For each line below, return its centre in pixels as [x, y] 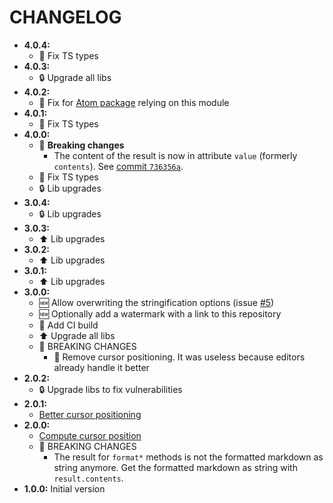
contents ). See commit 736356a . [118, 166]
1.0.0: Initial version [64, 488]
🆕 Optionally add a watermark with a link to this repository [160, 313]
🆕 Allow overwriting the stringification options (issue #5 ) [156, 302]
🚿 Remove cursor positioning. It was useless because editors [179, 357]
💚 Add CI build [68, 325]
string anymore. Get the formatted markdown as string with [175, 467]
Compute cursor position [90, 435]
